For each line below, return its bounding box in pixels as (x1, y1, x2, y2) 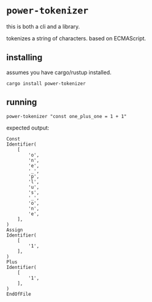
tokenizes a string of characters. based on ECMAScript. (6, 34, 147, 42)
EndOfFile (6, 291, 32, 297)
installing (6, 53, 43, 63)
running (6, 97, 37, 108)
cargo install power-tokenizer (6, 80, 86, 87)
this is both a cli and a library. (6, 23, 81, 30)
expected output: (6, 124, 50, 131)
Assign (6, 227, 23, 233)
